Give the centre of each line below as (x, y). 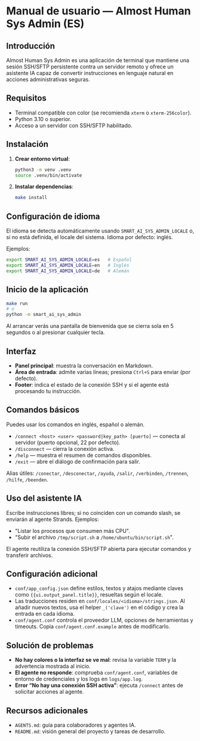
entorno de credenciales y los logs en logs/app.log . (79, 679)
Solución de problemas (50, 645)
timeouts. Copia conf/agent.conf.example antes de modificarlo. (92, 626)
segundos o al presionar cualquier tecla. (56, 332)
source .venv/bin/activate (48, 175)
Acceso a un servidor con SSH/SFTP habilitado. (73, 125)
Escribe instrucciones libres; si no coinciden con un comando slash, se (93, 513)
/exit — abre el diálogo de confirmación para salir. (77, 461)
